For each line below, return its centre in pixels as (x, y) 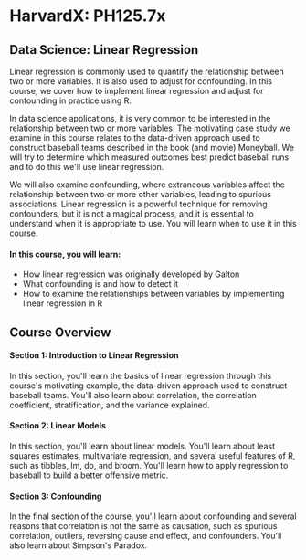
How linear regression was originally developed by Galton (131, 274)
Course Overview (60, 332)
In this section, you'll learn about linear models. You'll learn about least (142, 446)
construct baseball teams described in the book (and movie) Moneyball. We (152, 148)
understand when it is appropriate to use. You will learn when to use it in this (153, 223)
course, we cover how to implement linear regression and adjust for (137, 91)
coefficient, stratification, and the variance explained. (110, 405)
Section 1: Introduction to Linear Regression (94, 355)
